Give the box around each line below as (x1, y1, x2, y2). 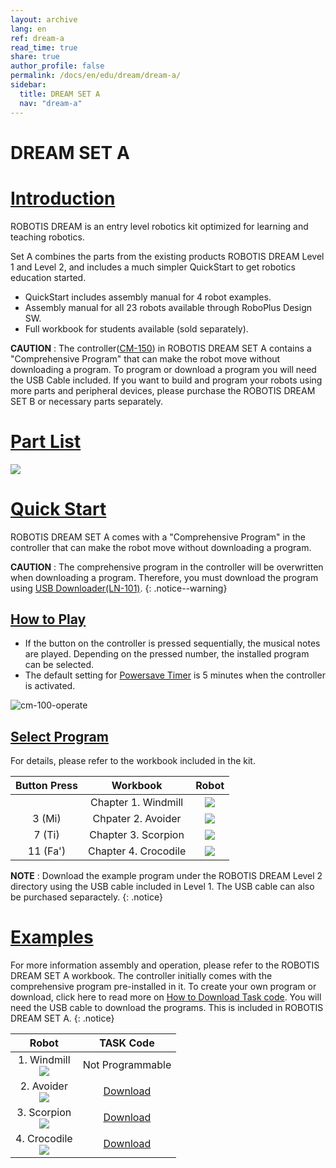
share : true (10, 52, 60, 62)
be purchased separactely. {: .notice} (10, 891, 163, 903)
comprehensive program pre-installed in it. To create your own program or (10, 981, 317, 993)
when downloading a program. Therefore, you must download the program (10, 571, 319, 583)
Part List (10, 430, 82, 453)
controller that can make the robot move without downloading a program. (10, 541, 312, 553)
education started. (10, 271, 87, 283)
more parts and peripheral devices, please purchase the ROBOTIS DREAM (10, 384, 316, 396)
